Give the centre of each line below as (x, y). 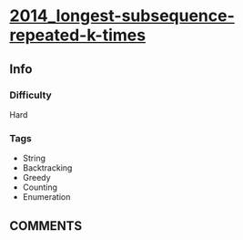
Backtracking (47, 168)
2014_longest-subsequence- (122, 16)
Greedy (37, 178)
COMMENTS (46, 226)
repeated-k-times (78, 35)
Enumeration (46, 197)
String (34, 158)
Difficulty (30, 95)
